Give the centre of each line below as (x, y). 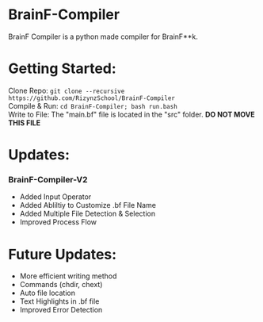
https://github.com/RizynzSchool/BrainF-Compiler (92, 98)
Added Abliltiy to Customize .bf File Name (88, 205)
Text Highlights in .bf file (59, 301)
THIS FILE (25, 123)
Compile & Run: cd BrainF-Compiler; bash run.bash (93, 105)
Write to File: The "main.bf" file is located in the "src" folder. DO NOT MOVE (131, 114)
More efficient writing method (68, 276)
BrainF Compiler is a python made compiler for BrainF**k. (103, 36)
